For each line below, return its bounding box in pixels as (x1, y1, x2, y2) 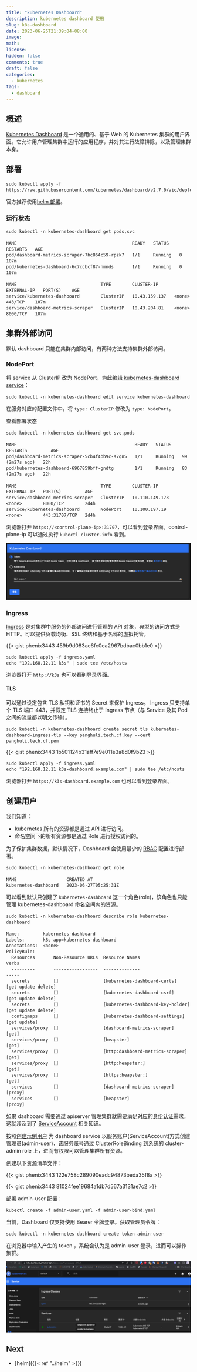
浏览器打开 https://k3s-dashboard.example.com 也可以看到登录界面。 (6, 777, 173, 785)
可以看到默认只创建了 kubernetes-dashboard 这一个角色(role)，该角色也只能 (6, 894, 188, 901)
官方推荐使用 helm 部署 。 (6, 198, 66, 205)
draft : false (6, 65, 38, 71)
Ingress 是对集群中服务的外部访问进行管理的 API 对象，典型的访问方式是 (6, 623, 181, 630)
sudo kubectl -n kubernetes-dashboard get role (6, 865, 125, 871)
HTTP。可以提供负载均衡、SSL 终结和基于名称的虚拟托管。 (6, 630, 150, 637)
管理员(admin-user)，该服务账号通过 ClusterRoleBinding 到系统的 (6, 1140, 164, 1147)
